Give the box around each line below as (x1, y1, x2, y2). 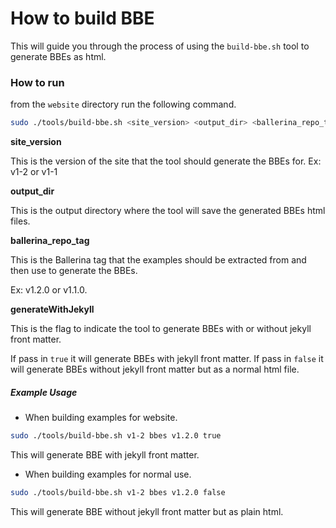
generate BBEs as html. (10, 50, 107, 62)
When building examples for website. (24, 412, 178, 424)
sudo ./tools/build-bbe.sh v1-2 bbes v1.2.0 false (10, 487, 226, 497)
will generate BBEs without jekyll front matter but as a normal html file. (10, 363, 300, 376)
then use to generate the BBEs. (10, 265, 138, 277)
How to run (10, 75, 65, 89)
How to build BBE (10, 7, 155, 30)
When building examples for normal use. (24, 468, 192, 480)
